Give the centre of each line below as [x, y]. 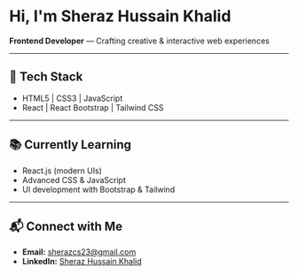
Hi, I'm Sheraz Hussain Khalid [120, 16]
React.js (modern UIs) [62, 171]
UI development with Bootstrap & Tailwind [98, 189]
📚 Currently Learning [70, 145]
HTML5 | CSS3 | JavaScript [72, 98]
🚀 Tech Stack [46, 77]
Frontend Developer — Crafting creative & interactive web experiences [140, 41]
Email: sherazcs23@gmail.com [79, 252]
